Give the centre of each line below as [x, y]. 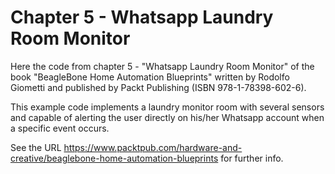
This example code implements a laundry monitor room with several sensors [167, 107]
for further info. [252, 158]
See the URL [36, 147]
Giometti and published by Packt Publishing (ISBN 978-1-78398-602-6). [158, 87]
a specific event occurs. [60, 128]
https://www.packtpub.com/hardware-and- [153, 147]
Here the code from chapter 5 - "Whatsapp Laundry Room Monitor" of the [162, 66]
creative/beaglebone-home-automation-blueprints [114, 158]
